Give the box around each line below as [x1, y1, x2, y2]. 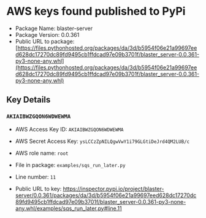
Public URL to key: [15, 185, 62, 192]
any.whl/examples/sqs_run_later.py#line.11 [15, 204, 122, 212]
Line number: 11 [15, 173, 56, 181]
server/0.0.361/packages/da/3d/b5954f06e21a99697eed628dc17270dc [15, 192, 197, 199]
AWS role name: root [15, 149, 69, 157]
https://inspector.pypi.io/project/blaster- [63, 185, 164, 192]
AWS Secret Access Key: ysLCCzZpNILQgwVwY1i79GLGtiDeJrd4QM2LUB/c [15, 137, 190, 145]
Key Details [6, 95, 51, 105]
